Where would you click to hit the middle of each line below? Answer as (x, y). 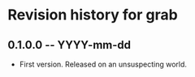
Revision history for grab (93, 15)
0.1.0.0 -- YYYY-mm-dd (69, 45)
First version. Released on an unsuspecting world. (103, 64)
